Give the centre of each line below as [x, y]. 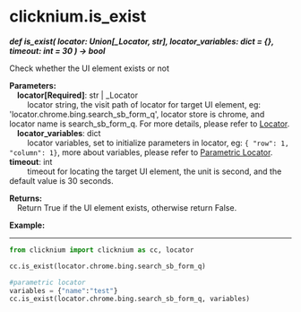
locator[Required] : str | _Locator [78, 95]
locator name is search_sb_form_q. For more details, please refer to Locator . [150, 124]
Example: [27, 225]
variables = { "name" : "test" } [64, 290]
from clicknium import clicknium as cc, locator [102, 250]
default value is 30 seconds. [61, 180]
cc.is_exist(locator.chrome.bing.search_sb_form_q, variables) [130, 299]
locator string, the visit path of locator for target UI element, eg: [144, 104]
